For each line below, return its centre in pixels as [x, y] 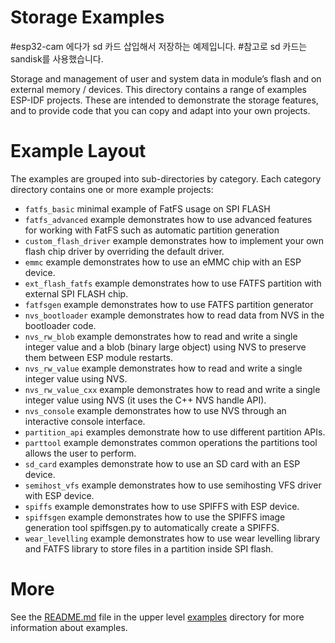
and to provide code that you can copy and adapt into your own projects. [160, 110]
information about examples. [69, 627]
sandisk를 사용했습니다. [57, 58]
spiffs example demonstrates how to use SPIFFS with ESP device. [162, 506]
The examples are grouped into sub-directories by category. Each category [166, 178]
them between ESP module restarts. [99, 357]
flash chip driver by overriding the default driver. [124, 251]
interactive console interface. [85, 421]
